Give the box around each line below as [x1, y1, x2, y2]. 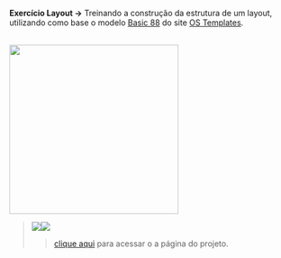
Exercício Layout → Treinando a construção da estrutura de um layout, [9, 8, 273, 18]
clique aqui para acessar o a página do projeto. [53, 238, 229, 249]
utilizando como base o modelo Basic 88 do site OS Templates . [9, 17, 244, 28]
